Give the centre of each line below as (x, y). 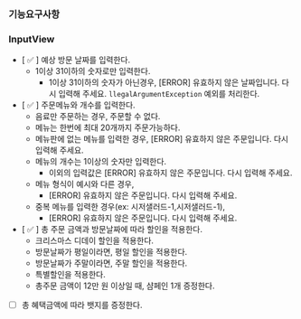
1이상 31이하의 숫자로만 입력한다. (93, 71)
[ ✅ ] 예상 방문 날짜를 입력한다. (76, 60)
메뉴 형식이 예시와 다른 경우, (85, 184)
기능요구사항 (34, 14)
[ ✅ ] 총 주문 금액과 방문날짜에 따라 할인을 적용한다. (112, 230)
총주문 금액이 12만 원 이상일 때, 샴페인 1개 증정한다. (125, 286)
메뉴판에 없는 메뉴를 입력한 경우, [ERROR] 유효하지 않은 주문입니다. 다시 (162, 139)
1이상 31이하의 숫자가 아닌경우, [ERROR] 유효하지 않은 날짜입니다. (164, 82)
